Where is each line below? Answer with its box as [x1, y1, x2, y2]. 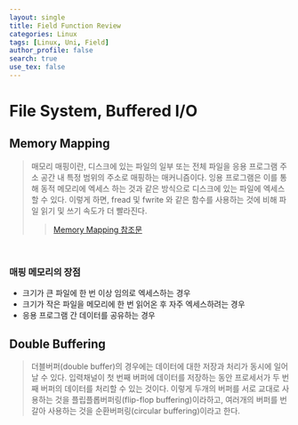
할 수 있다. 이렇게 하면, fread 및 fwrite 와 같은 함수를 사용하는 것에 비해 [30, 194, 278, 204]
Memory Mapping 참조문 [52, 224, 142, 235]
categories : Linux [9, 29, 77, 38]
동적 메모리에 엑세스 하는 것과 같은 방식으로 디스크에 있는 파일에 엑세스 [40, 183, 286, 194]
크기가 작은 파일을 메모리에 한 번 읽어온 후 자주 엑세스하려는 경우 [21, 299, 246, 309]
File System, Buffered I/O [9, 101, 198, 121]
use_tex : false [9, 63, 66, 72]
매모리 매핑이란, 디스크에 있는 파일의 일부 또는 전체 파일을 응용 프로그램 [30, 161, 278, 172]
